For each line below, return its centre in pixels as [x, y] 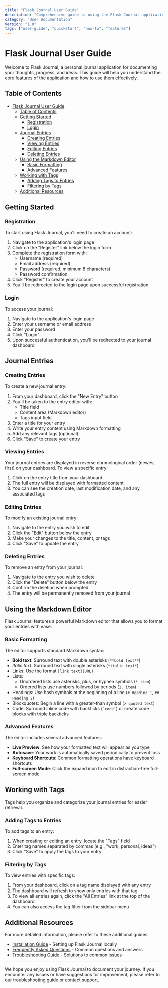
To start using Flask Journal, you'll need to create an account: [69, 232]
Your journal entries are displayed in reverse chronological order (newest [80, 462]
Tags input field [36, 417]
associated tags [29, 493]
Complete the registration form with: [50, 253]
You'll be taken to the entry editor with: [52, 401]
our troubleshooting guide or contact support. [52, 980]
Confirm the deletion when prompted [50, 588]
